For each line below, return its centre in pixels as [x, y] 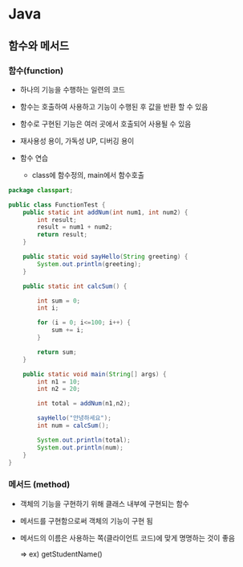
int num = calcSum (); [73, 425]
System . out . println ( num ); [81, 447]
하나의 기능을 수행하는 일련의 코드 [73, 89]
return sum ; [57, 352]
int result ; [57, 220]
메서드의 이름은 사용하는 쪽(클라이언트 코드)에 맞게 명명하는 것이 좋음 [127, 538]
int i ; [48, 308]
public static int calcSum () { [75, 286]
